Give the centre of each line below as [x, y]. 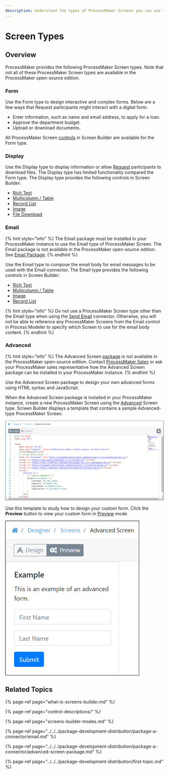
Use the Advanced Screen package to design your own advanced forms [80, 382]
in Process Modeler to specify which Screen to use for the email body [77, 327]
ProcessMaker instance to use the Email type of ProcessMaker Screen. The [83, 244]
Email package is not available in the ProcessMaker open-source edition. [80, 249]
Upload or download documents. [47, 128]
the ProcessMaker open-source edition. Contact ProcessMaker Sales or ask [84, 362]
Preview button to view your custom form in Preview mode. [67, 513]
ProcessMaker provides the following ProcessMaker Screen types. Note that [84, 67]
